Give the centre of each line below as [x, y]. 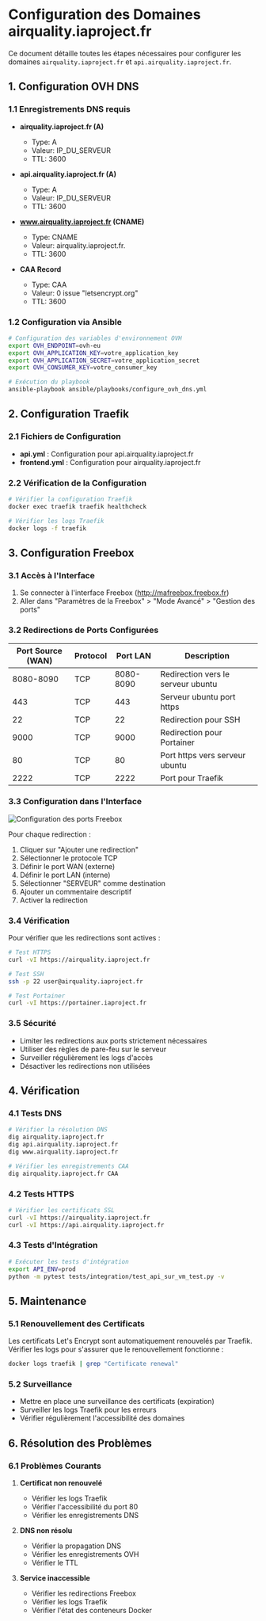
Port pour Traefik [192, 778]
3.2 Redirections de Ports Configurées [84, 630]
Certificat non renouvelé [61, 1482]
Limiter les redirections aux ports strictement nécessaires [113, 1040]
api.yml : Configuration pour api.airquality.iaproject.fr [106, 454]
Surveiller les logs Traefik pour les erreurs [88, 1410]
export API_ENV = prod [42, 1269]
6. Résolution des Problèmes [80, 1443]
